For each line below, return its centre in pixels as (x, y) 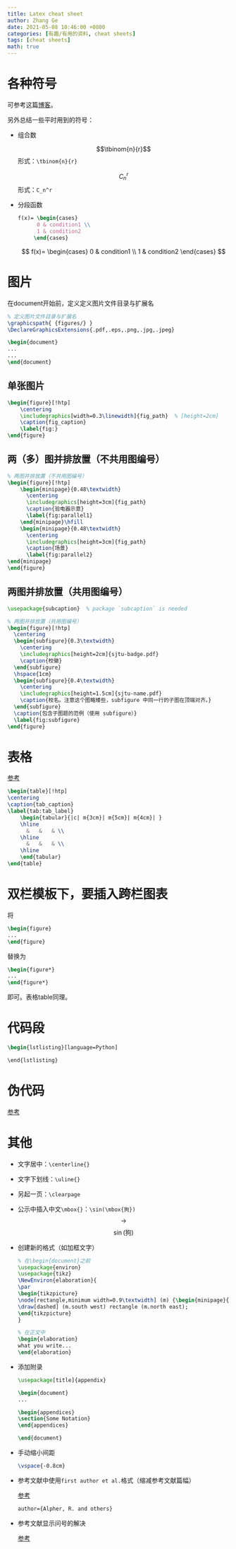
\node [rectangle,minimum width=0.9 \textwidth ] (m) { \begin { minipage (120, 1300)
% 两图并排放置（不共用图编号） (47, 476)
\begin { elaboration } (48, 1339)
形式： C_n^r (35, 190)
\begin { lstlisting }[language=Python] (63, 1048)
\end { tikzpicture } (44, 1313)
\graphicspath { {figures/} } (50, 323)
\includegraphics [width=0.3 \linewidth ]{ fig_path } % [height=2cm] (119, 416)
